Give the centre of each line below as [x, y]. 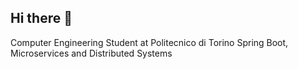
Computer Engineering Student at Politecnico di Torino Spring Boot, [149, 42]
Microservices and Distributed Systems [91, 53]
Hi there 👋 [41, 18]
